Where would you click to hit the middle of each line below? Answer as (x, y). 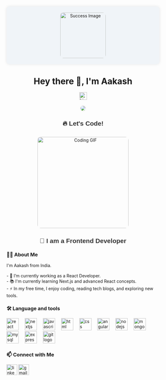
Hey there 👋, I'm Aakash (83, 81)
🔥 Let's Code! (83, 123)
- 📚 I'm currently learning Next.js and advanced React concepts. (71, 281)
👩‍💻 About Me (22, 255)
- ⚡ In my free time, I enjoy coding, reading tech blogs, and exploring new (80, 289)
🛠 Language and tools (33, 308)
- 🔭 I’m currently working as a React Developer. (54, 275)
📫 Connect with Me (30, 355)
